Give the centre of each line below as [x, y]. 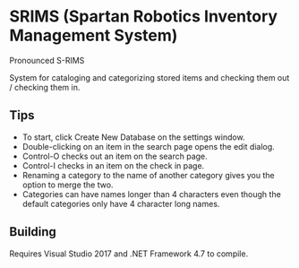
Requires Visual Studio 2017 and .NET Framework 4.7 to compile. [129, 254]
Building [33, 232]
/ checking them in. [45, 87]
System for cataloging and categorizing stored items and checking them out [149, 77]
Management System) [94, 35]
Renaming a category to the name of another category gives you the [148, 175]
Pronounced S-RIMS [47, 60]
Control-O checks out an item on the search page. [115, 156]
